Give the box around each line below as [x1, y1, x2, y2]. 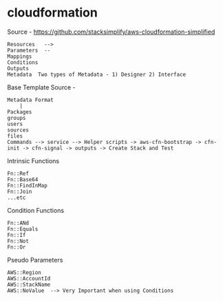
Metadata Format [7, 96, 54, 103]
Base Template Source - [7, 83, 76, 91]
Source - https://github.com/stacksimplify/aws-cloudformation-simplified [7, 28, 215, 36]
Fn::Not [7, 238, 30, 245]
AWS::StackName [7, 281, 51, 288]
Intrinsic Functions [7, 156, 60, 165]
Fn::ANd [7, 219, 30, 227]
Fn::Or [7, 243, 26, 251]
